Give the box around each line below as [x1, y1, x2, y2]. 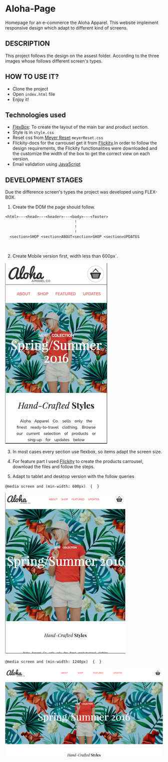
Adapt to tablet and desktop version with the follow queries [12, 473, 134, 479]
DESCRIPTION [5, 39, 50, 48]
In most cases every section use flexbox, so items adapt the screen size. [12, 448, 162, 455]
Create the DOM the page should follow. [12, 204, 95, 210]
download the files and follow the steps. [12, 463, 95, 470]
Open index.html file [12, 91, 55, 97]
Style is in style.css [12, 129, 54, 135]
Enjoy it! [12, 96, 29, 102]
